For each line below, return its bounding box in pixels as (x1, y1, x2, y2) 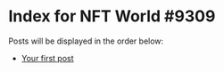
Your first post (21, 52, 74, 63)
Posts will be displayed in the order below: (8, 36, 164, 46)
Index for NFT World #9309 (8, 6, 216, 27)
